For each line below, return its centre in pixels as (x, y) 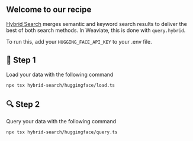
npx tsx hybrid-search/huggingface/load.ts (61, 85)
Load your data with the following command (60, 74)
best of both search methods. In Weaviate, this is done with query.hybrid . (96, 30)
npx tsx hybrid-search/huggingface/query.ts (62, 132)
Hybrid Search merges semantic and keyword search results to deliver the (97, 24)
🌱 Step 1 (21, 60)
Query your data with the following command (61, 122)
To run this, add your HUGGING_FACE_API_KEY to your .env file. (79, 41)
